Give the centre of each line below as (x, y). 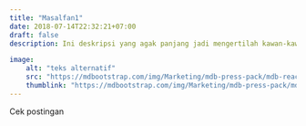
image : (22, 60)
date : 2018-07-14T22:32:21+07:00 (73, 26)
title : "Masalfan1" (46, 18)
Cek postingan (37, 111)
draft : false (34, 35)
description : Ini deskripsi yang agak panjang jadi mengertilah (134, 43)
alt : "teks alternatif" (71, 68)
